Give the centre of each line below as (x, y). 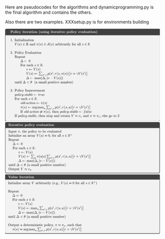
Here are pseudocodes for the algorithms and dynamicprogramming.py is (79, 7)
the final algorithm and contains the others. (49, 12)
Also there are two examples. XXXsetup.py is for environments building (77, 22)
